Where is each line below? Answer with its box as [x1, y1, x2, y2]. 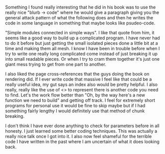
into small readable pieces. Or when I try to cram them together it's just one [5, 56, 160, 62]
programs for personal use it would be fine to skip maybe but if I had [5, 103, 146, 108]
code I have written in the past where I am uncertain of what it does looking [5, 139, 160, 145]
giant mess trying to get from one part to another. [5, 62, 106, 67]
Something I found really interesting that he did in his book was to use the [5, 4, 156, 10]
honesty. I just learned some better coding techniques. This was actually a [5, 128, 158, 134]
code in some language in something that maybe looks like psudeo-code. [5, 20, 156, 26]
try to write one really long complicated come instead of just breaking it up [5, 51, 158, 57]
